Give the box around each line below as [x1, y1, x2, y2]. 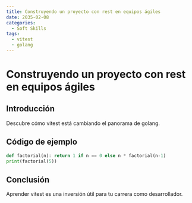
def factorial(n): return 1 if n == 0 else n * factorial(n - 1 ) [6, 152, 166, 158]
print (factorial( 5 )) [6, 158, 58, 164]
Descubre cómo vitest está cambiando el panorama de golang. [6, 120, 160, 127]
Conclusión [6, 174, 50, 185]
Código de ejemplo [6, 137, 77, 147]
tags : [6, 31, 20, 37]
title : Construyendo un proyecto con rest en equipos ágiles [6, 8, 161, 15]
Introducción [6, 104, 55, 114]
